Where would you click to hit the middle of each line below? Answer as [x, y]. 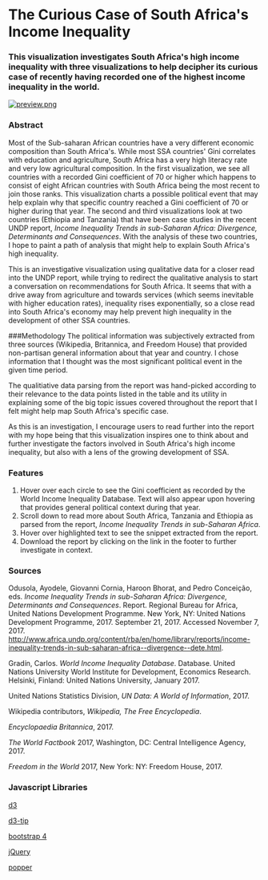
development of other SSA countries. [69, 320]
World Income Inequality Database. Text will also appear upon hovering [137, 499]
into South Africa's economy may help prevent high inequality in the [120, 311]
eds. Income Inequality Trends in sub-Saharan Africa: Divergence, [118, 597]
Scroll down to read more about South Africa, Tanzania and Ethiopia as [136, 516]
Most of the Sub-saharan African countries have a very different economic [131, 143]
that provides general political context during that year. [110, 508]
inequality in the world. [54, 87]
